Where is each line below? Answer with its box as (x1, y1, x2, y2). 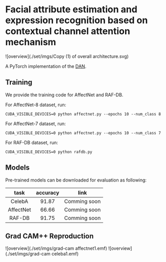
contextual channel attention (5, 26, 130, 37)
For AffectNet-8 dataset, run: (5, 102, 66, 108)
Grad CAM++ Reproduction (5, 232, 94, 240)
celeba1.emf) (51, 251, 79, 257)
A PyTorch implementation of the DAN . (5, 63, 87, 69)
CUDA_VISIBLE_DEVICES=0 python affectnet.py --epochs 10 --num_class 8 (5, 111, 161, 116)
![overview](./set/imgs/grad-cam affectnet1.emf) (5, 245, 107, 252)
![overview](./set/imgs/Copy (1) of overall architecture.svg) (5, 53, 129, 59)
